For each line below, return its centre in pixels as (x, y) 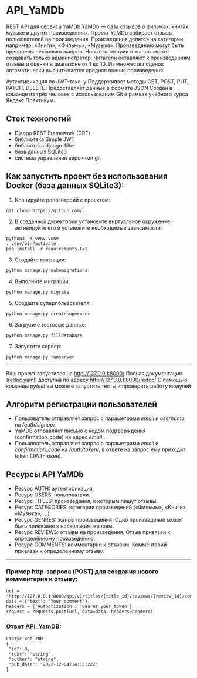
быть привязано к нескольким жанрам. (64, 526)
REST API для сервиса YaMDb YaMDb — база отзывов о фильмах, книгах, (98, 26)
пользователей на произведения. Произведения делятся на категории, (95, 39)
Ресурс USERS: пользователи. (52, 495)
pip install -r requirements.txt (47, 249)
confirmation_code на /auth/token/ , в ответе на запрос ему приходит (100, 449)
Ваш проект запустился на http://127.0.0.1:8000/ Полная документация (94, 373)
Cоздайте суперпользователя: (52, 303)
